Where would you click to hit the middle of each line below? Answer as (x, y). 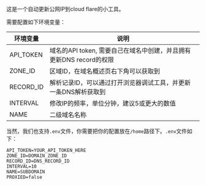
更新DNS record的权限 (82, 60)
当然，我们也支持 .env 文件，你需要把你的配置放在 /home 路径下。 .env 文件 (97, 131)
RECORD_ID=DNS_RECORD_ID (38, 161)
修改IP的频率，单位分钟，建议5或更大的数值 (113, 103)
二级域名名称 (68, 115)
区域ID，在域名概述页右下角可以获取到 (105, 71)
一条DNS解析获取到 (78, 92)
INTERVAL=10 (21, 167)
